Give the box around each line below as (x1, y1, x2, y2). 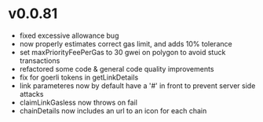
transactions (19, 56, 60, 65)
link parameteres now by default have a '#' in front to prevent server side (19, 80, 256, 91)
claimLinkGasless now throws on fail (19, 98, 137, 107)
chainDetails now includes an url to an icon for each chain (19, 105, 207, 115)
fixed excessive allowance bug (19, 31, 119, 40)
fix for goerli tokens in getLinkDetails (19, 72, 139, 82)
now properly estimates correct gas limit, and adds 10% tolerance (19, 39, 233, 48)
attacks (19, 89, 44, 98)
